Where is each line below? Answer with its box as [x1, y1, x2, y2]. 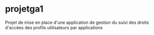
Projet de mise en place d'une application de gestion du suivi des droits [5, 19, 149, 25]
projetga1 [5, 3, 44, 15]
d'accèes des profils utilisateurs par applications [5, 24, 103, 30]
